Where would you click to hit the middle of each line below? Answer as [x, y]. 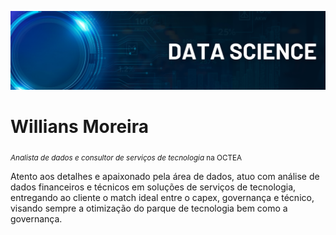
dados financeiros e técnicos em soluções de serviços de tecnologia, [153, 187]
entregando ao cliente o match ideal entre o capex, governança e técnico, [162, 197]
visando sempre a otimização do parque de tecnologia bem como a [149, 208]
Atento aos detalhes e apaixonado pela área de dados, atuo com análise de [165, 176]
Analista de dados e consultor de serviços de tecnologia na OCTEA [126, 157]
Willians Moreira [79, 127]
